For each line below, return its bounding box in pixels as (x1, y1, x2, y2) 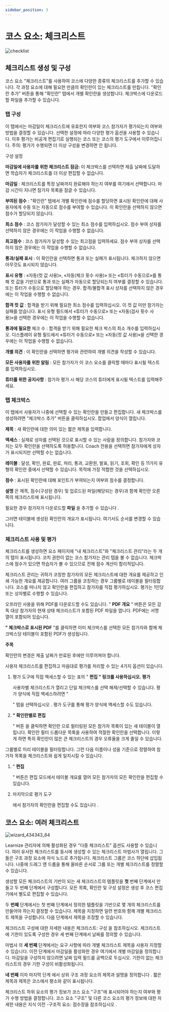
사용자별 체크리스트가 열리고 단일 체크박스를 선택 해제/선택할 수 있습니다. (12, 685, 155, 691)
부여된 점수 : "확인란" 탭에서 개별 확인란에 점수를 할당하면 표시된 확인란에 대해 (5, 197, 158, 204)
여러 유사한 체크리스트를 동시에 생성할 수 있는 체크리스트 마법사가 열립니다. (12, 849, 158, 855)
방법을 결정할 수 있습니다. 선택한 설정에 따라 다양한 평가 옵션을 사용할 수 (5, 129, 146, 135)
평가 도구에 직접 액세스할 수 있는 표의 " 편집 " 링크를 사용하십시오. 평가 (12, 674, 151, 680)
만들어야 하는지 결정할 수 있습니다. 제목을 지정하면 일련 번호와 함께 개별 (5, 908, 145, 914)
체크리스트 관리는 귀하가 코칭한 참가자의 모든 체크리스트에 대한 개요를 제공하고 (5, 572, 158, 578)
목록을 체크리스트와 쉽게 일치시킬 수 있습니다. (14, 753, 104, 759)
